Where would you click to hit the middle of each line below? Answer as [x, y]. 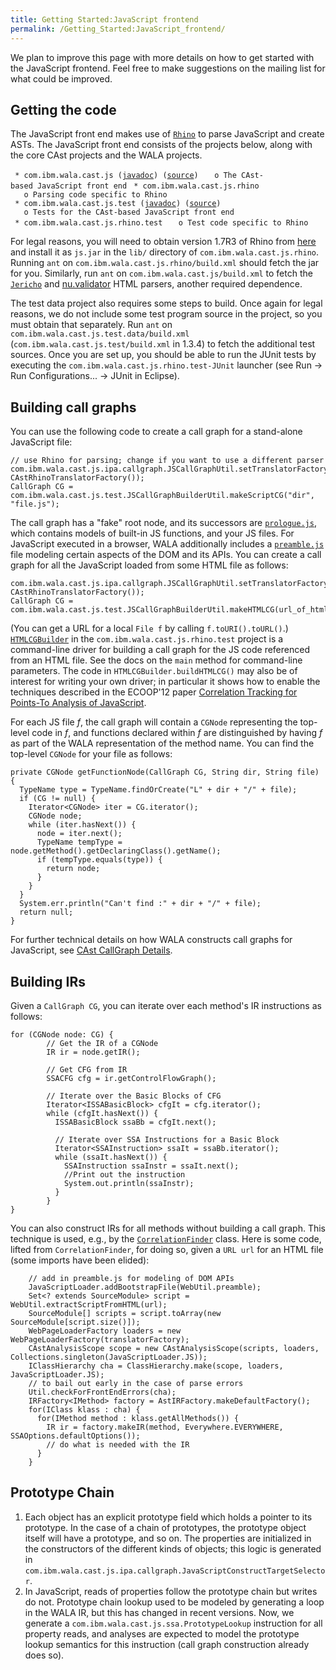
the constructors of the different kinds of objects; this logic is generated [173, 1548]
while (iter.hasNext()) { [82, 825]
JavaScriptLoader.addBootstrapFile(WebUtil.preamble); [145, 1287]
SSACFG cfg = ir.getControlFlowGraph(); [131, 1078]
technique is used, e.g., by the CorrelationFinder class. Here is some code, [166, 1238]
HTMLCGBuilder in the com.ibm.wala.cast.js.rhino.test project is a [147, 639]
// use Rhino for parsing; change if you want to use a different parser [167, 461]
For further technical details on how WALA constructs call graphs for [151, 940]
